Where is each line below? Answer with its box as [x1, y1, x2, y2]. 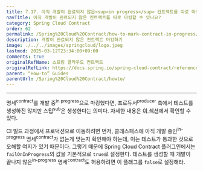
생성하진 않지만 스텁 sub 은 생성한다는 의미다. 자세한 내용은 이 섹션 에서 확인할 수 [6, 106, 192, 114]
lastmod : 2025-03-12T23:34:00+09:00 [6, 48, 98, 54]
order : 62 [6, 25, 31, 32]
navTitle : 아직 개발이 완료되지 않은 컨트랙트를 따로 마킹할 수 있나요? [6, 14, 161, 20]
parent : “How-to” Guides [6, 70, 69, 76]
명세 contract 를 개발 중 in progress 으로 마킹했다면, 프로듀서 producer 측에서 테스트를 [6, 98, 193, 106]
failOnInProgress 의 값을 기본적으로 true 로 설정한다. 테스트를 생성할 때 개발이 [6, 150, 191, 157]
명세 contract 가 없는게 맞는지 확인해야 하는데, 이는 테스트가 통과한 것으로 [26, 134, 193, 142]
